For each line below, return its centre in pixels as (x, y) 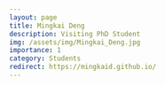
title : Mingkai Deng (47, 26)
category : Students (45, 58)
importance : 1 (35, 50)
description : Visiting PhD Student (75, 34)
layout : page (33, 17)
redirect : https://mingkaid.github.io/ (83, 67)
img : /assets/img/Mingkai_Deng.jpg (75, 42)
